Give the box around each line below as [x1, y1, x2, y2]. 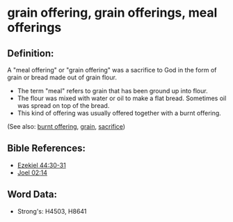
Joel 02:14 [17, 168, 47, 177]
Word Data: [7, 189, 58, 200]
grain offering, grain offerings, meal [7, 5, 218, 21]
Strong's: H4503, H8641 [17, 207, 87, 215]
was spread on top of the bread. [17, 102, 110, 109]
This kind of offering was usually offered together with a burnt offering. [17, 109, 221, 117]
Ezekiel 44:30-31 [17, 161, 66, 169]
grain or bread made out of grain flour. [7, 73, 117, 81]
